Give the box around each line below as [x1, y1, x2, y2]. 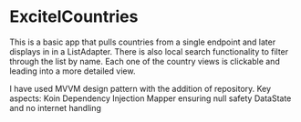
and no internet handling [9, 102, 102, 113]
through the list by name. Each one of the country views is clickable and [9, 56, 280, 66]
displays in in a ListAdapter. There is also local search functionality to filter [9, 46, 289, 56]
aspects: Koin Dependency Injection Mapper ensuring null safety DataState [9, 93, 292, 104]
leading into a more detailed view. [9, 66, 136, 76]
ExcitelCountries [9, 6, 139, 27]
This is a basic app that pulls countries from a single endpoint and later [9, 36, 276, 47]
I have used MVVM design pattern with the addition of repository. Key [9, 83, 272, 94]
